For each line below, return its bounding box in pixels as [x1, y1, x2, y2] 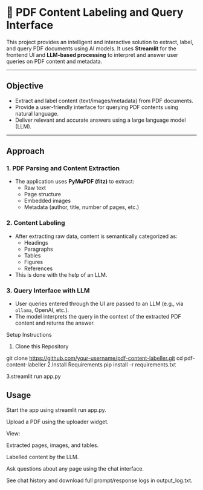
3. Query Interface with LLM [6, 286, 90, 294]
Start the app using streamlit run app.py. [6, 406, 107, 414]
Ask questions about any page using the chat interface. [6, 465, 144, 472]
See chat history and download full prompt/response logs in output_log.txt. [6, 477, 193, 484]
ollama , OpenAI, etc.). [14, 306, 69, 314]
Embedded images [24, 197, 71, 205]
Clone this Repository [14, 343, 69, 350]
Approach [6, 146, 45, 156]
